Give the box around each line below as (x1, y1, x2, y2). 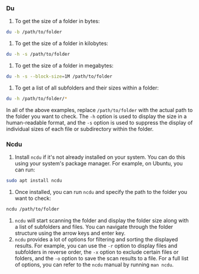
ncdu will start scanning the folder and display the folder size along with (14, 216, 189, 224)
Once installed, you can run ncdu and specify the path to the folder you (14, 188, 188, 195)
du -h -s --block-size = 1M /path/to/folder (6, 74, 113, 79)
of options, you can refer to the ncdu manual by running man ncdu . (14, 261, 174, 268)
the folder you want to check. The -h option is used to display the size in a (6, 113, 187, 120)
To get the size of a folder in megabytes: (14, 62, 114, 69)
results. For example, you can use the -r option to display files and (14, 242, 178, 249)
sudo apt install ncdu (6, 178, 62, 184)
